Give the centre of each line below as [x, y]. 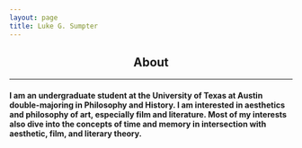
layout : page [34, 17]
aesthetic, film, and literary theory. [75, 133]
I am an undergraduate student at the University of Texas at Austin [136, 95]
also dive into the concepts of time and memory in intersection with [138, 124]
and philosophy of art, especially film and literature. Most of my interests [148, 114]
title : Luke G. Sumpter [54, 26]
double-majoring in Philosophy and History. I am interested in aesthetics [147, 105]
